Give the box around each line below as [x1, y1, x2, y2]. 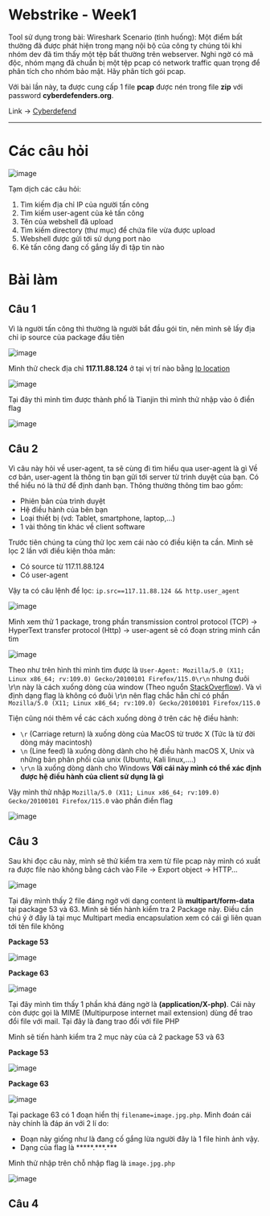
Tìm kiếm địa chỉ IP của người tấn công [19, 199, 149, 209]
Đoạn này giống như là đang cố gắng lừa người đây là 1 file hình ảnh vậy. [19, 1134, 260, 1144]
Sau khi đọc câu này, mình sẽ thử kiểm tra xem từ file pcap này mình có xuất [8, 856, 261, 865]
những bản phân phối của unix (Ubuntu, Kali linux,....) [19, 754, 197, 764]
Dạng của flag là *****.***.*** [19, 1142, 118, 1152]
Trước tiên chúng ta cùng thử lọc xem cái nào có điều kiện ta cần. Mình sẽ [8, 537, 254, 547]
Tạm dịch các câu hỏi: [8, 183, 82, 194]
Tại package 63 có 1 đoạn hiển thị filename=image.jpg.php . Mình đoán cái [8, 1110, 252, 1119]
